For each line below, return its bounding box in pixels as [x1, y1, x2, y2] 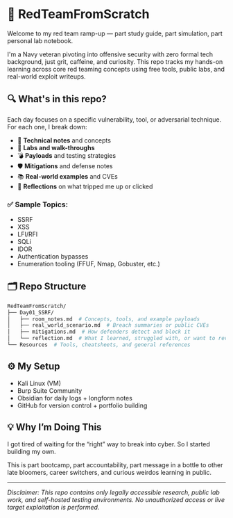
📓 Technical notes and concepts [17, 136, 111, 145]
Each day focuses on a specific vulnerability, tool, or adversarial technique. [7, 115, 222, 124]
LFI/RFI [17, 230, 38, 238]
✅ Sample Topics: [7, 200, 68, 209]
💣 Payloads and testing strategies [17, 151, 116, 159]
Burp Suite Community [17, 386, 83, 395]
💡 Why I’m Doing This [7, 421, 102, 433]
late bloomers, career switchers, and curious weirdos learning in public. [7, 468, 212, 476]
